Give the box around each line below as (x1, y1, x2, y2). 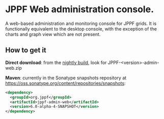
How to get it (5, 46, 47, 54)
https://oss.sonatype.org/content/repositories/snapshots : (5, 80, 126, 86)
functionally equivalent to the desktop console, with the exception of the (5, 25, 157, 32)
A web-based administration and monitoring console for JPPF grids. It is (5, 20, 157, 26)
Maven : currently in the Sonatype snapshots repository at (5, 75, 127, 81)
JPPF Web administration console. (5, 4, 154, 15)
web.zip (5, 65, 22, 71)
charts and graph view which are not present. (5, 31, 101, 37)
